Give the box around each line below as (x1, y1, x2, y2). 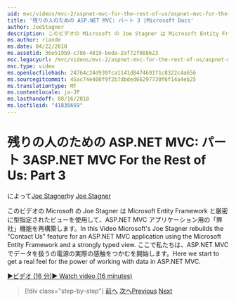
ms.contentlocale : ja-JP (7, 89, 80, 96)
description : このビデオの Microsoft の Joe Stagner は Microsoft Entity (7, 30, 219, 37)
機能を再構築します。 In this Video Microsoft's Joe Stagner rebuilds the (19, 224, 224, 232)
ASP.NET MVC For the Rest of (30, 152, 206, 168)
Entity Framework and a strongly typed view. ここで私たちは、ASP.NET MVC (7, 240, 229, 248)
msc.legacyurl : (7, 56, 52, 63)
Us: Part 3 (7, 168, 67, 184)
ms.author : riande (7, 37, 61, 44)
